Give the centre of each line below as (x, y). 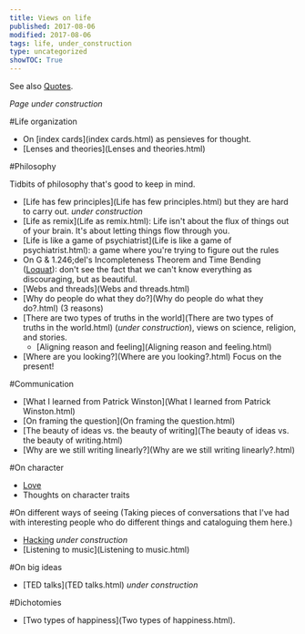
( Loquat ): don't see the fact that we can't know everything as (137, 269)
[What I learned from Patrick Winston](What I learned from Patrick (147, 401)
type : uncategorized (49, 52)
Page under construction (56, 104)
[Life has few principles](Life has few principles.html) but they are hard (155, 202)
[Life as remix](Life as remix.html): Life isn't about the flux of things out (156, 221)
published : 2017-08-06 (52, 26)
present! (38, 366)
